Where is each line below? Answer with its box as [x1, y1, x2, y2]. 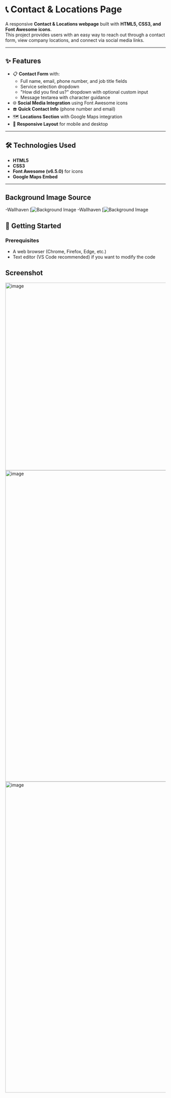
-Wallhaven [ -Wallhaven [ [5, 207, 104, 213]
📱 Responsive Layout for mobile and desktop [12, 121, 108, 127]
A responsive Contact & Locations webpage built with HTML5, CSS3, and [5, 20, 161, 27]
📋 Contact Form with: [12, 71, 60, 77]
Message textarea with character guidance [20, 94, 110, 100]
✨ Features [5, 57, 41, 65]
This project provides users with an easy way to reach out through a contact [5, 32, 165, 38]
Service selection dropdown [20, 83, 80, 89]
